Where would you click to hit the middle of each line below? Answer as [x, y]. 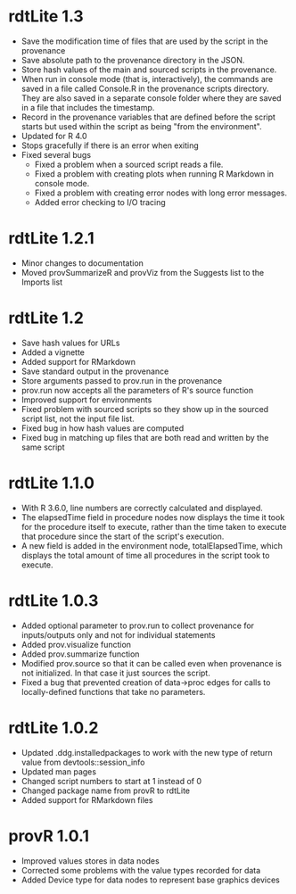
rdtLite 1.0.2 [53, 728]
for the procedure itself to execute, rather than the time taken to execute [154, 526]
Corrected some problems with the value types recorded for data [141, 870]
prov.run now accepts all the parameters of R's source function [137, 390]
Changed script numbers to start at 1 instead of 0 [111, 781]
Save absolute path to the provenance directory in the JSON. [133, 60]
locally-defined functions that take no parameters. [113, 691]
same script [43, 447]
